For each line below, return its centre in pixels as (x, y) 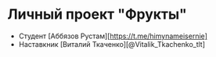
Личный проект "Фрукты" (97, 14)
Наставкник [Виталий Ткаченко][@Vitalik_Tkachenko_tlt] (112, 44)
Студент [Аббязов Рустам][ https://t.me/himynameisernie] (113, 36)
